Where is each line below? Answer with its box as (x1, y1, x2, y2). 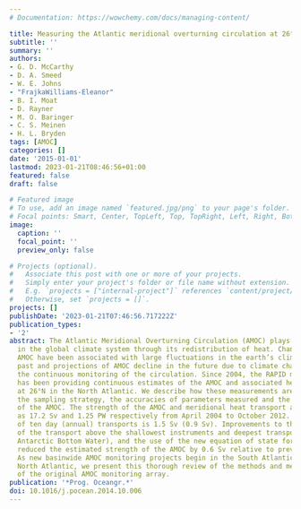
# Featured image (9, 195, 74, 204)
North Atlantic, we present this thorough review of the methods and (17, 462, 282, 470)
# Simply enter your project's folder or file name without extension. (9, 279, 291, 288)
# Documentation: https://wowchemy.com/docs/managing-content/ (9, 13, 251, 22)
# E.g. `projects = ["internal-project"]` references (9, 287, 222, 296)
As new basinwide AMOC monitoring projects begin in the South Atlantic (17, 453, 295, 462)
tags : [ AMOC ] (9, 138, 58, 147)
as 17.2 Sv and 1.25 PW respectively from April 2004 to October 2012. (17, 411, 291, 421)
